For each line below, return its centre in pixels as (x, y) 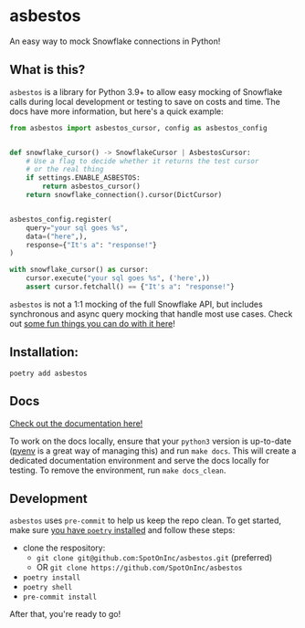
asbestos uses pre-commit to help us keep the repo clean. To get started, (145, 520)
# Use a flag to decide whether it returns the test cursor (142, 161)
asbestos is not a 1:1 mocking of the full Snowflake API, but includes (136, 304)
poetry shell (47, 588)
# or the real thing (65, 170)
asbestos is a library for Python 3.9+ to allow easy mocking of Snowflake (146, 91)
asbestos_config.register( (61, 219)
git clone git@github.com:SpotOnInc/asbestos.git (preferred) (154, 558)
